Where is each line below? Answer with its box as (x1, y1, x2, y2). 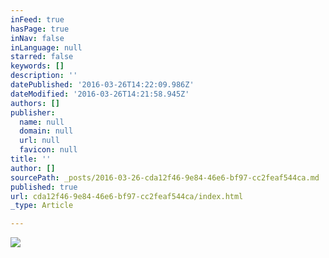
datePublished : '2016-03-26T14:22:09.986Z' (10, 80, 195, 90)
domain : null (19, 126, 74, 136)
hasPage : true (10, 24, 70, 34)
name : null (19, 117, 65, 127)
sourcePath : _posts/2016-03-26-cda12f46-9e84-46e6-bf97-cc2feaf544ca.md (10, 172, 320, 183)
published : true (10, 182, 78, 192)
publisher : (10, 107, 56, 118)
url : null (19, 136, 60, 146)
